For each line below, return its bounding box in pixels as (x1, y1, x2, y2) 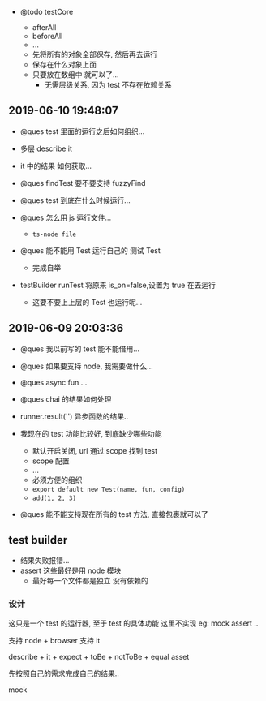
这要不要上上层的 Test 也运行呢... (32, 297, 143, 307)
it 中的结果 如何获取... (19, 161, 92, 170)
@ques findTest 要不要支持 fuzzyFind (19, 178, 146, 187)
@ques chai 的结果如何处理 (19, 394, 112, 404)
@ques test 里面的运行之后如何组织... (19, 126, 145, 136)
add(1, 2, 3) (32, 494, 77, 502)
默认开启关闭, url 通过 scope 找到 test (32, 445, 158, 455)
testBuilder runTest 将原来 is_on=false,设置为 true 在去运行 (19, 280, 217, 290)
